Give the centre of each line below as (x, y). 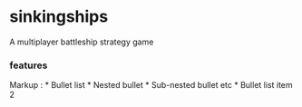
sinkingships (59, 17)
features (29, 65)
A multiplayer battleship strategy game (82, 42)
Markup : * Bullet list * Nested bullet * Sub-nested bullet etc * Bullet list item (151, 85)
